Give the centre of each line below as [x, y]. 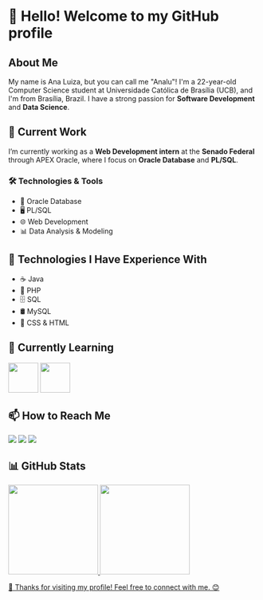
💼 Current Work [48, 132]
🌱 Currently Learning [61, 348]
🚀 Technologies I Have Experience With [108, 259]
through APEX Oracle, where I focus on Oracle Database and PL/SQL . [124, 159]
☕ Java [31, 279]
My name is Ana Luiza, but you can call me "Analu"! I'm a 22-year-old [122, 82]
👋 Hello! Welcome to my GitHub [114, 16]
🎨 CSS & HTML [45, 323]
